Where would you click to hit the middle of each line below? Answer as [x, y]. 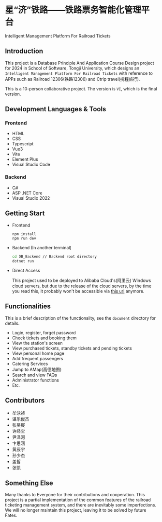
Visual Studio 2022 [31, 198]
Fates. [11, 515]
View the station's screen [37, 343]
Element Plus [25, 159]
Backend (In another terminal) [42, 248]
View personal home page [38, 353]
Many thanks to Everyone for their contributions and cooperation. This [75, 495]
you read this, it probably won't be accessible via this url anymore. [78, 291]
